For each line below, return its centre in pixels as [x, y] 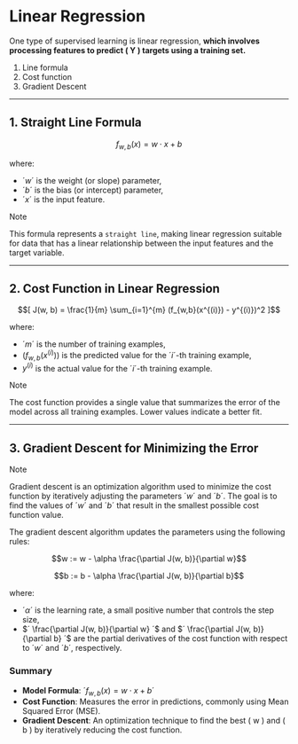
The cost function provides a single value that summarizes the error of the [145, 403]
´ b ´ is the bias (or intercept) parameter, [93, 190]
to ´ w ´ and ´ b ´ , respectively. [72, 648]
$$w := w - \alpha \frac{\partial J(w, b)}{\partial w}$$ [149, 559]
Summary [31, 671]
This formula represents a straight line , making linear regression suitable [145, 233]
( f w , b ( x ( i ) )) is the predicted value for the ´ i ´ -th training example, [137, 356]
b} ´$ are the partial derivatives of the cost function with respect [171, 638]
